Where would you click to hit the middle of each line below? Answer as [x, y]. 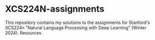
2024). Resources [23, 33]
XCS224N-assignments [55, 9]
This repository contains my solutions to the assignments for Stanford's [77, 22]
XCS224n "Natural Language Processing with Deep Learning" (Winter [76, 27]
